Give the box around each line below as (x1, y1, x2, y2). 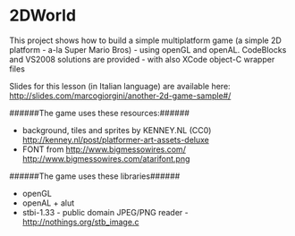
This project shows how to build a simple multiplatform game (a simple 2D (9, 35, 282, 46)
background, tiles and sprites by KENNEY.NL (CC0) (21, 124, 212, 135)
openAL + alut (21, 198, 75, 208)
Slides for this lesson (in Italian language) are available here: (9, 80, 231, 91)
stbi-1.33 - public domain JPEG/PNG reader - (21, 206, 190, 217)
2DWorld (9, 5, 77, 26)
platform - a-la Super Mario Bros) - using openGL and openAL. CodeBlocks (9, 44, 287, 55)
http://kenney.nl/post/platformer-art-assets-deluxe (21, 134, 210, 145)
